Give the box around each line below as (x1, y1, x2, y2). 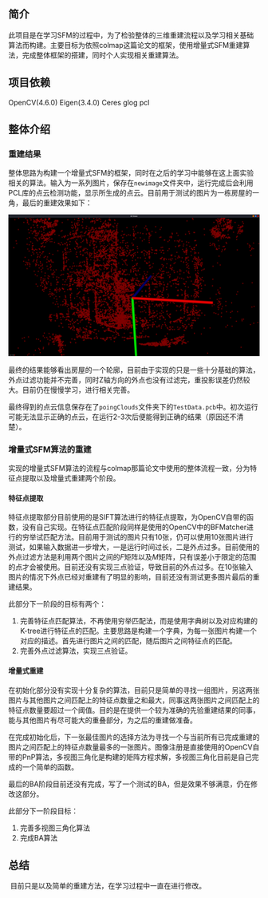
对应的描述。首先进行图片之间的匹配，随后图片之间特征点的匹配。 (19, 636, 237, 646)
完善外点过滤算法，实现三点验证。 (19, 646, 132, 656)
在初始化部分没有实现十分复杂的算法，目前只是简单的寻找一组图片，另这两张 (8, 685, 260, 694)
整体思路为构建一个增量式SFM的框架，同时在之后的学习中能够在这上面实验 (8, 168, 254, 178)
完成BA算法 (19, 833, 58, 842)
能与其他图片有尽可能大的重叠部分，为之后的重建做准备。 (8, 715, 197, 725)
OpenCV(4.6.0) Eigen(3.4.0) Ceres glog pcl (8, 97, 150, 107)
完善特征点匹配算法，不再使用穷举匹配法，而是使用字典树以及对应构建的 (19, 616, 258, 626)
